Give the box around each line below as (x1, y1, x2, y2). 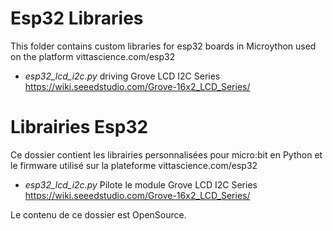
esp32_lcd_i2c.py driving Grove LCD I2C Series (24, 70, 221, 82)
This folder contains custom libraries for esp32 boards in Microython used (10, 40, 317, 52)
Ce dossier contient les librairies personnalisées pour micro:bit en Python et (10, 148, 323, 161)
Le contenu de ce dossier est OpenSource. (10, 208, 187, 221)
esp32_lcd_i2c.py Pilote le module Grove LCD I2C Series (24, 178, 258, 191)
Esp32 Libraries (10, 7, 144, 30)
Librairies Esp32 (10, 116, 149, 139)
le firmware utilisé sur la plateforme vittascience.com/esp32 (10, 159, 258, 171)
